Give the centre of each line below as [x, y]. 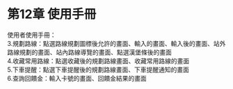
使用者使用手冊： [32, 35]
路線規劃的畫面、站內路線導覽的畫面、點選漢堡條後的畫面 [89, 52]
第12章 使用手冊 [52, 14]
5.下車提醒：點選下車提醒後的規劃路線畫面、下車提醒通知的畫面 [98, 70]
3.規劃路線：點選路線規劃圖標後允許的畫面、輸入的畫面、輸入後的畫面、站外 [116, 43]
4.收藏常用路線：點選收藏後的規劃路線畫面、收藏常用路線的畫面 [98, 60]
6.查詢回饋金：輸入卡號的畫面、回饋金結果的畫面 [77, 78]
